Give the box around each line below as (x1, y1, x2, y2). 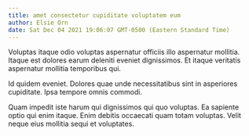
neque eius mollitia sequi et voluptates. (8, 119, 135, 129)
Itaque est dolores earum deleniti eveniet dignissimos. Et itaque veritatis (8, 55, 241, 65)
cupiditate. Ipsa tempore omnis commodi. (8, 88, 143, 97)
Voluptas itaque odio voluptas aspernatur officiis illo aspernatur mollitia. (8, 48, 240, 57)
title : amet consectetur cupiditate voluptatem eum (8, 11, 181, 20)
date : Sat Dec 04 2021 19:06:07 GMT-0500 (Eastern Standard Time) (8, 26, 230, 34)
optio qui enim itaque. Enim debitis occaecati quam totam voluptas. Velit (8, 111, 242, 120)
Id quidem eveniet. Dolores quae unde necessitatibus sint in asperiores (8, 79, 238, 88)
